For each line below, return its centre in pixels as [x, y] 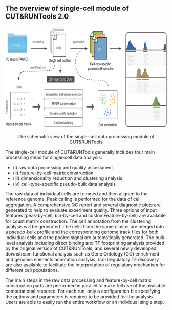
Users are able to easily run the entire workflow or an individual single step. [85, 302]
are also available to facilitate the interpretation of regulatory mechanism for [85, 265]
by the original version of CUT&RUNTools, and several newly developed [81, 248]
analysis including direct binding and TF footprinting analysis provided [90, 243]
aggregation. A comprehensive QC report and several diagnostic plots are [83, 205]
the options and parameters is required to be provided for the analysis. [80, 296]
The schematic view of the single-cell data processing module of [86, 136]
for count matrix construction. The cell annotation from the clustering [78, 221]
